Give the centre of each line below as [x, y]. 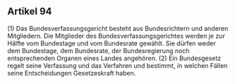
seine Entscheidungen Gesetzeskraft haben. [72, 73]
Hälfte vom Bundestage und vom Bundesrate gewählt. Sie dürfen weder [112, 43]
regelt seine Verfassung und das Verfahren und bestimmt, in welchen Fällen [117, 65]
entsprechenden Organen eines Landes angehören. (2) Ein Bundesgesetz [114, 58]
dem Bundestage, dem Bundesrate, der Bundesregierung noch [98, 50]
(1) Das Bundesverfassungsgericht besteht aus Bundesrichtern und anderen [118, 28]
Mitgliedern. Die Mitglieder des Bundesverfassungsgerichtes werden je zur [116, 36]
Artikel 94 [30, 12]
